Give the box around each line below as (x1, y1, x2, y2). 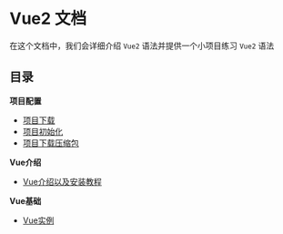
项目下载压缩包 (22, 137, 79, 148)
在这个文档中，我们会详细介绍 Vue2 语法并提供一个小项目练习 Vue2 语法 (9, 40, 275, 51)
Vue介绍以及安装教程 (22, 176, 102, 187)
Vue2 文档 (9, 8, 87, 29)
